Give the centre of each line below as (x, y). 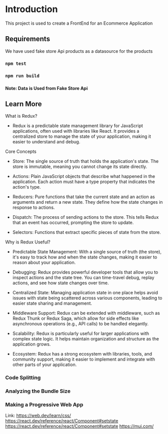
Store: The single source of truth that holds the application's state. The (86, 161)
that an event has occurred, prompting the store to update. (73, 223)
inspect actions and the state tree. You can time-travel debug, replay (83, 278)
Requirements (28, 39)
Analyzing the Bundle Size (38, 391)
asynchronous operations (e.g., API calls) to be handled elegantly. (80, 324)
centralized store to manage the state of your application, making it (82, 136)
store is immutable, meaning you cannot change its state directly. (80, 166)
